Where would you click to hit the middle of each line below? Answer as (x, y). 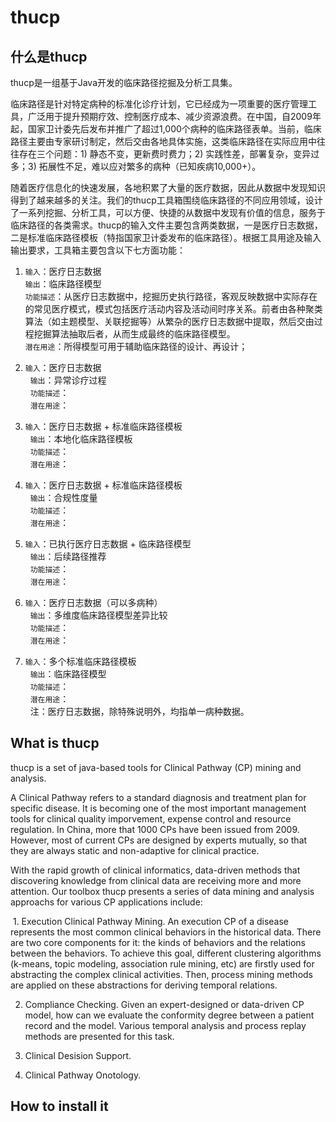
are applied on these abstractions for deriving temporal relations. (144, 985)
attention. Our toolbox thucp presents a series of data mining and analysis (162, 891)
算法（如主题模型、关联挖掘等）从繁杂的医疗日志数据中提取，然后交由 (169, 321)
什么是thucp (49, 56)
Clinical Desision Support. (78, 1055)
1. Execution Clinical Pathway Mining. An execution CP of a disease (150, 921)
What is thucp (55, 743)
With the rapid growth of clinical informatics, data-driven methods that (155, 870)
